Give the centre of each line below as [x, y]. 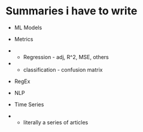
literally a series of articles [56, 122]
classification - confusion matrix [63, 69]
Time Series [29, 104]
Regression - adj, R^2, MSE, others [66, 57]
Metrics [24, 39]
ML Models [28, 27]
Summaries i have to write [71, 11]
